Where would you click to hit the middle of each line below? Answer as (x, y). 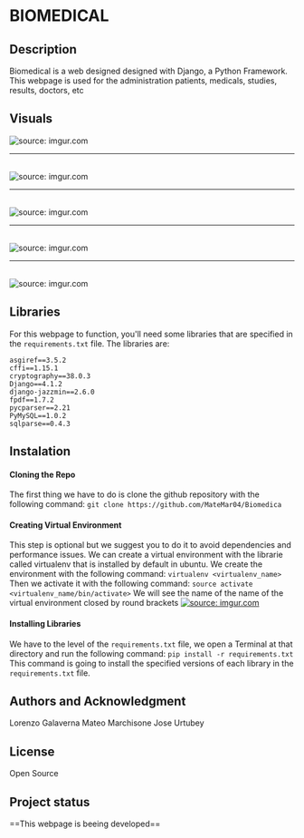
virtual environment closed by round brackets (94, 603)
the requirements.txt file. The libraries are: (90, 343)
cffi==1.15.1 (34, 368)
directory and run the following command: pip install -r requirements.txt (152, 653)
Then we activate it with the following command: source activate (131, 584)
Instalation (40, 451)
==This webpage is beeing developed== (85, 824)
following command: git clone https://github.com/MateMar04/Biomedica (146, 504)
